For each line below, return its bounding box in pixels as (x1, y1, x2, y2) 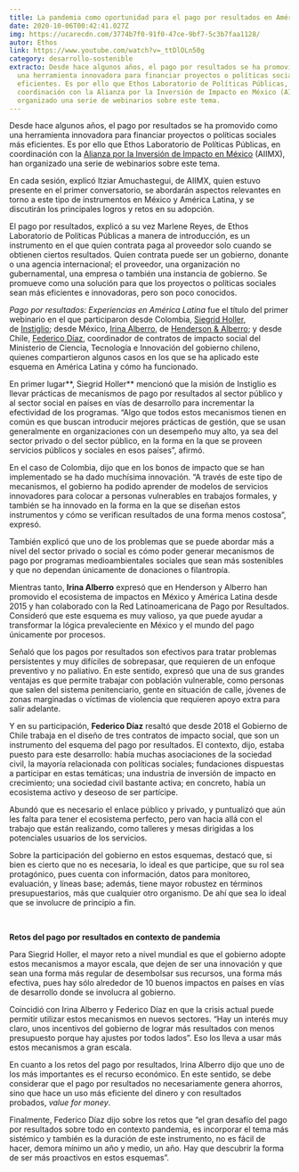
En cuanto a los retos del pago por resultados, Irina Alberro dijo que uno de (9, 1060, 285, 1070)
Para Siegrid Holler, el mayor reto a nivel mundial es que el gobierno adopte (9, 949, 287, 960)
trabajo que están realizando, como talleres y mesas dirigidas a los (9, 824, 255, 834)
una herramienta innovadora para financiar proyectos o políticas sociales (9, 130, 277, 141)
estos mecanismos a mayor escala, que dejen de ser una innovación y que (9, 959, 283, 970)
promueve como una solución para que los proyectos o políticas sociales (9, 278, 277, 289)
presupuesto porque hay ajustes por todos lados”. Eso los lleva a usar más (9, 1033, 282, 1044)
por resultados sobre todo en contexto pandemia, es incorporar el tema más (9, 1124, 289, 1135)
